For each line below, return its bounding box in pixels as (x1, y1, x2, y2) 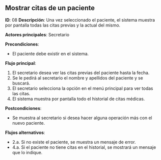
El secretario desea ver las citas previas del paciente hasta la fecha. (12, 70, 150, 76)
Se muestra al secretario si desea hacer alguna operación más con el (12, 115, 152, 121)
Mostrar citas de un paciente (5, 4, 95, 12)
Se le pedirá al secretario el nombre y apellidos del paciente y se (12, 75, 143, 80)
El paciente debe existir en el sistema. (12, 51, 89, 56)
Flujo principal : (5, 60, 36, 66)
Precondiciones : (5, 41, 39, 47)
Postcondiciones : (5, 105, 42, 111)
